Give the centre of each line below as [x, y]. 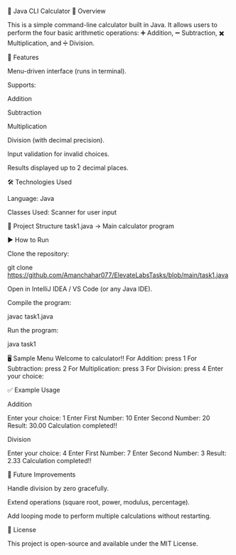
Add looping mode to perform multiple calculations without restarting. [109, 516]
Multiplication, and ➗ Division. [51, 43]
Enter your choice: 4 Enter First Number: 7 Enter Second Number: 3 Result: [117, 453]
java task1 [22, 344]
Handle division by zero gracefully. [58, 488]
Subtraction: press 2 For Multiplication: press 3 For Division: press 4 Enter [116, 368]
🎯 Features [23, 57]
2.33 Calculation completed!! [50, 461]
